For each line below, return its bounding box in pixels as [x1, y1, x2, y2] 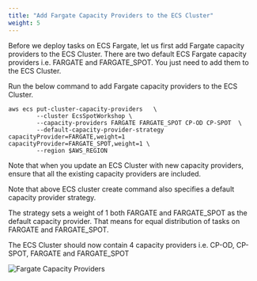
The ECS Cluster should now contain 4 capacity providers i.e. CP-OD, [8, 240, 235, 249]
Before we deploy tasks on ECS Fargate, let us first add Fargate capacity [8, 40, 245, 50]
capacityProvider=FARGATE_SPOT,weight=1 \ [8, 139, 150, 147]
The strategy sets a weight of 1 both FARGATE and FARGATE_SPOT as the [8, 207, 248, 218]
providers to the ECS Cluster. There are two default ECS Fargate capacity [8, 49, 247, 59]
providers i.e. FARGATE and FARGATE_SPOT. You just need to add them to [8, 57, 249, 67]
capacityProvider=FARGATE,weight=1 [8, 132, 126, 141]
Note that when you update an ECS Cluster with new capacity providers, [8, 160, 244, 170]
